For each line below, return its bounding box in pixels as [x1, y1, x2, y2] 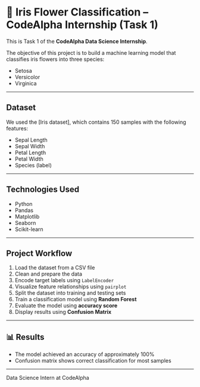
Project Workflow [6, 248, 73, 258]
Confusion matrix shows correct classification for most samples [14, 357, 171, 364]
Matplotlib [14, 213, 40, 220]
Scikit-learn [14, 226, 43, 233]
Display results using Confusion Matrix [14, 308, 112, 316]
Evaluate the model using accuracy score [14, 302, 118, 309]
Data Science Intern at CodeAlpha [6, 374, 89, 382]
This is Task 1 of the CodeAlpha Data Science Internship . [6, 38, 148, 45]
